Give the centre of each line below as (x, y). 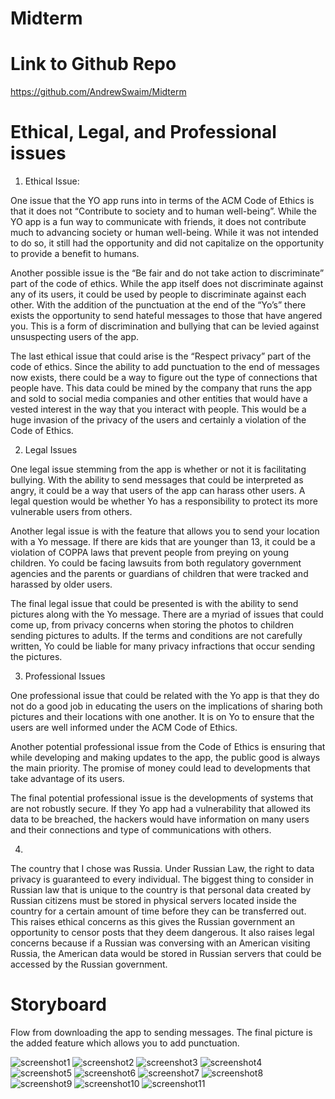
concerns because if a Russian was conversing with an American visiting (160, 943)
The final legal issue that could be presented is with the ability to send (154, 604)
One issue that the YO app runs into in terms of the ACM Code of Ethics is (162, 201)
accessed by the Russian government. (89, 964)
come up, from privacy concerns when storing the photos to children (152, 625)
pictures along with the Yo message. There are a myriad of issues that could (167, 614)
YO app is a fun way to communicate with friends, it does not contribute (158, 222)
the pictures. (36, 657)
